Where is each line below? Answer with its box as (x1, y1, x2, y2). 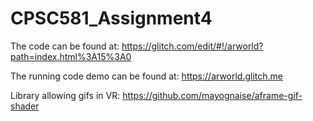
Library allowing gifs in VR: (10, 89, 121, 101)
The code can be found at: (10, 40, 120, 52)
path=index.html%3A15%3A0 (10, 50, 132, 62)
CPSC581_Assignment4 (10, 7, 213, 30)
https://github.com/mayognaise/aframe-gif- (122, 89, 303, 101)
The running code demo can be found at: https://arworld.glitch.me (10, 70, 284, 82)
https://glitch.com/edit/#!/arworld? (121, 40, 264, 52)
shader (10, 100, 40, 112)
